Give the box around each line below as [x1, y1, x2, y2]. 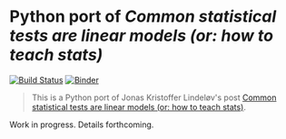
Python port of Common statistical [9, 6, 277, 27]
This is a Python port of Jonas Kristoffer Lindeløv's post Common [31, 92, 277, 103]
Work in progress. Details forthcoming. [9, 119, 154, 130]
